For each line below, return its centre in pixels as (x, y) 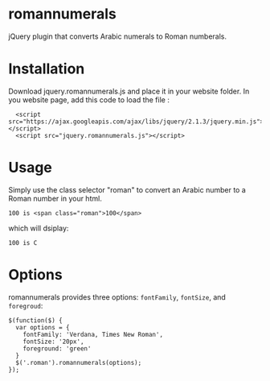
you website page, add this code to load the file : (89, 99)
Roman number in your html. (55, 198)
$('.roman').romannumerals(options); (79, 362)
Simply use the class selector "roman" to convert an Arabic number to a (127, 189)
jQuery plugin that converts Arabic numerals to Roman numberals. (118, 36)
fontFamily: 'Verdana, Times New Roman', (93, 334)
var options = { (43, 327)
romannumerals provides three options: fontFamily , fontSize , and (117, 297)
